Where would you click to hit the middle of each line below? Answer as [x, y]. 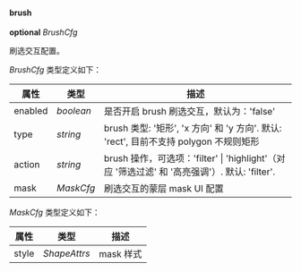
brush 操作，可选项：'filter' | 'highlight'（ [190, 158]
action [27, 165]
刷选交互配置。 [37, 51]
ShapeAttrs [67, 253]
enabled [31, 111]
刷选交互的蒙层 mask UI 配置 [164, 189]
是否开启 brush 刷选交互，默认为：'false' [190, 112]
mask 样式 [120, 254]
